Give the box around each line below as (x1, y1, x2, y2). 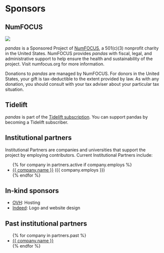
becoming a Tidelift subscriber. (5, 119, 69, 125)
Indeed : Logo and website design (12, 205, 81, 211)
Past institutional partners (5, 219, 87, 228)
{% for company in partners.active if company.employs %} (12, 162, 132, 168)
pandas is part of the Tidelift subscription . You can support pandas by (5, 114, 148, 120)
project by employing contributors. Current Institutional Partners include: (5, 152, 153, 158)
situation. (5, 86, 24, 92)
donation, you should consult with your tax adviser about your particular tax (5, 81, 160, 87)
